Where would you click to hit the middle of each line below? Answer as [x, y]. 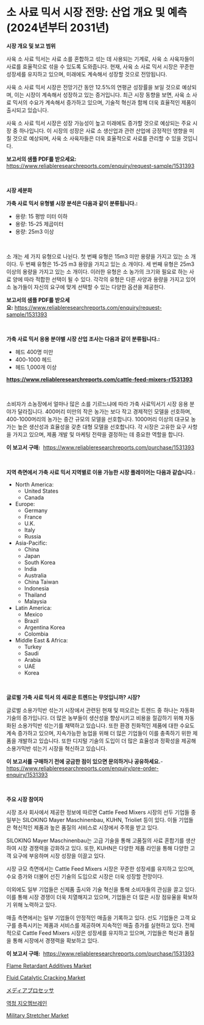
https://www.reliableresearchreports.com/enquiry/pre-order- [83, 768]
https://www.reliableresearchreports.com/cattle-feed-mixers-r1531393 [100, 379]
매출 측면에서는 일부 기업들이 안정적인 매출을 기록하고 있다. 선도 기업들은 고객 [98, 917]
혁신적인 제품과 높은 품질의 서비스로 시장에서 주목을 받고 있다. [86, 827]
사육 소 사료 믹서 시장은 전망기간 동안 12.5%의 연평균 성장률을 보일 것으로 [93, 87]
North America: [34, 484]
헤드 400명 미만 [34, 351]
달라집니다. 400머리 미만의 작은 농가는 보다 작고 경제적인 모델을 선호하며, [104, 411]
